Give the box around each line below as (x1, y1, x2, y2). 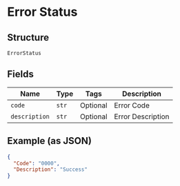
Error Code (114, 101, 150, 110)
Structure (7, 32, 50, 43)
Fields (7, 68, 34, 80)
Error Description (114, 112, 170, 121)
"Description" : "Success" (13, 166, 88, 173)
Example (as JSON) (7, 135, 92, 147)
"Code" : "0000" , (13, 160, 60, 167)
